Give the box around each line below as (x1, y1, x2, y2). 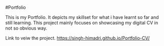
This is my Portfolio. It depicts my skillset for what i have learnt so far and (5, 14, 159, 20)
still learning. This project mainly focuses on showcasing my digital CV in (5, 20, 158, 26)
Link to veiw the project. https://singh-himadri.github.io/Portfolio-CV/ (5, 35, 150, 41)
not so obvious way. (5, 25, 47, 31)
